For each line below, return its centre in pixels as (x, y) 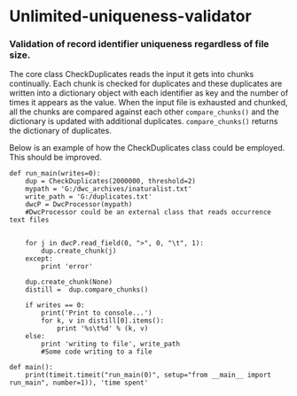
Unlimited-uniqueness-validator (130, 16)
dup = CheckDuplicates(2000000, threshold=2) (111, 182)
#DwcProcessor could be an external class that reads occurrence (148, 213)
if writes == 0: (55, 306)
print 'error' (67, 267)
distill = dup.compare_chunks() (87, 290)
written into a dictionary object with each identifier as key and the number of (149, 93)
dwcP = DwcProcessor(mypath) (79, 205)
